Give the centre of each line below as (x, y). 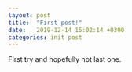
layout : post (29, 15)
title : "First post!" (45, 23)
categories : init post (45, 37)
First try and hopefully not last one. (65, 59)
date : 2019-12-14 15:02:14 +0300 (66, 30)
